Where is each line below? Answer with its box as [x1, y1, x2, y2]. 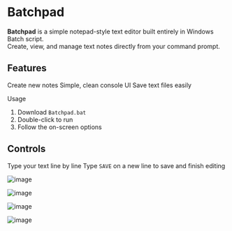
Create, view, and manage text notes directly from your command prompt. [7, 42, 220, 50]
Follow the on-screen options [17, 123, 103, 131]
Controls [7, 143, 46, 155]
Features [7, 62, 47, 74]
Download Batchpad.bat [17, 107, 86, 116]
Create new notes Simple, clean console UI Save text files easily [7, 81, 192, 89]
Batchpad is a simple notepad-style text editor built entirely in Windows [7, 27, 215, 36]
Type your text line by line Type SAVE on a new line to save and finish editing [7, 161, 226, 170]
